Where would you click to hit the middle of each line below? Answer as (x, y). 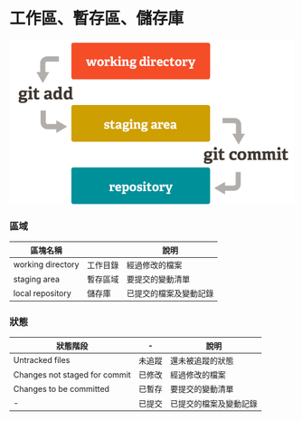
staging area (37, 279)
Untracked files (42, 360)
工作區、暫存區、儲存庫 (97, 19)
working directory (46, 264)
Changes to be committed (61, 388)
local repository (42, 293)
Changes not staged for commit (72, 374)
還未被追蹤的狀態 (202, 360)
